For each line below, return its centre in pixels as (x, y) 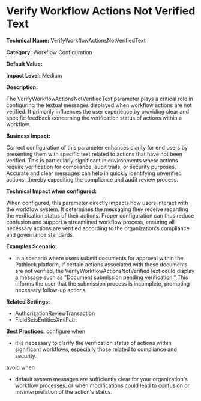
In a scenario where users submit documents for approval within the (99, 258)
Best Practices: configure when (46, 331)
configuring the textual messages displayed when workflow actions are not (99, 105)
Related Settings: (28, 301)
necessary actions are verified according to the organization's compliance (98, 228)
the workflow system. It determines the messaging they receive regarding (97, 209)
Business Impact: (28, 136)
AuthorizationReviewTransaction (55, 313)
